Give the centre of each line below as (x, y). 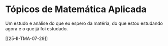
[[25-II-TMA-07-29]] (27, 38)
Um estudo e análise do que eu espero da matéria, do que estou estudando (84, 23)
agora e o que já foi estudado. (37, 28)
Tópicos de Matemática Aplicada (76, 9)
